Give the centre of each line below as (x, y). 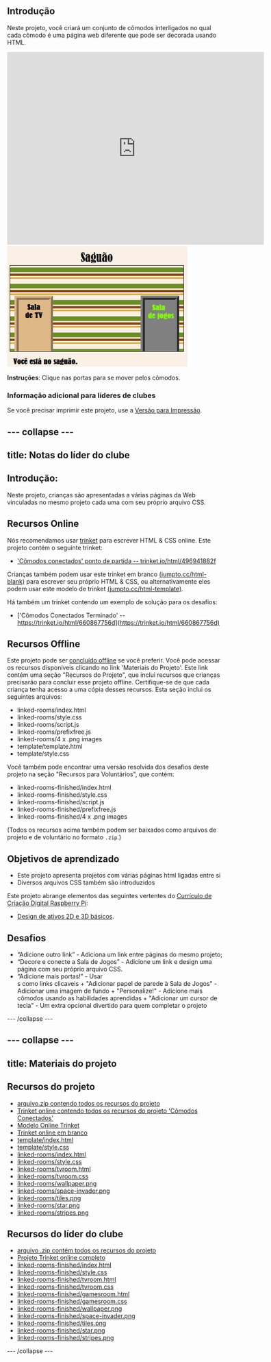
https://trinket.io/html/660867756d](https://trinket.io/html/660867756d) (118, 622)
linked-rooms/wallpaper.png (57, 1183)
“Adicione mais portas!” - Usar (60, 976)
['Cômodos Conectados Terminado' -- (71, 615)
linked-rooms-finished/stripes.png (65, 1338)
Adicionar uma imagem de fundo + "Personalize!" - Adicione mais (110, 991)
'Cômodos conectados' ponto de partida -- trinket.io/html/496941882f (117, 560)
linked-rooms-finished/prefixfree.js (66, 809)
